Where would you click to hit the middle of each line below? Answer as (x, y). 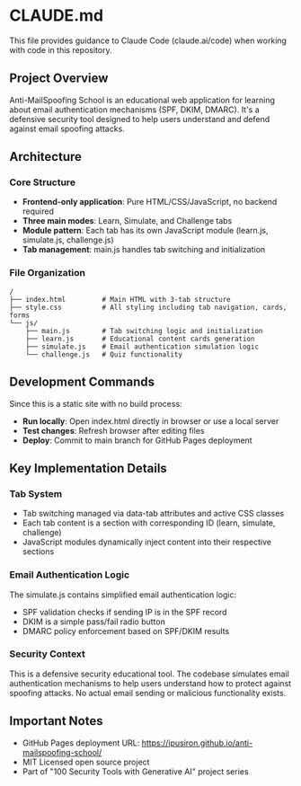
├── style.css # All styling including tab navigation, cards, (148, 307)
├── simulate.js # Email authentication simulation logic (142, 347)
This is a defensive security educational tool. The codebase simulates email (149, 674)
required (38, 211)
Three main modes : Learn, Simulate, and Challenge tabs (127, 221)
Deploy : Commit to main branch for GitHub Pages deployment (137, 440)
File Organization (47, 273)
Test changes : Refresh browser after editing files (113, 430)
